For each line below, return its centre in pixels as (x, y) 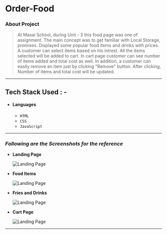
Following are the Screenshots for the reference (64, 144)
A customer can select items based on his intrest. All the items (81, 51)
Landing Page (27, 155)
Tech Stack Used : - (36, 92)
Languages (24, 105)
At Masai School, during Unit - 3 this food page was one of (78, 35)
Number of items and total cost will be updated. (66, 72)
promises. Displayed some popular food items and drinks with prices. (88, 46)
